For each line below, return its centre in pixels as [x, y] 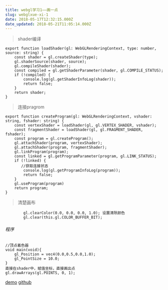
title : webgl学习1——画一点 [32, 10]
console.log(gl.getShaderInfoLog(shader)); [70, 79]
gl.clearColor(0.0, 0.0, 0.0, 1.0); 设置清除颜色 [74, 213]
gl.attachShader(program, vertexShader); [58, 143]
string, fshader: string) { [35, 121]
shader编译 [29, 39]
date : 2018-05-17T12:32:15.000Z [39, 19]
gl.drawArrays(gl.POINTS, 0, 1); [40, 273]
